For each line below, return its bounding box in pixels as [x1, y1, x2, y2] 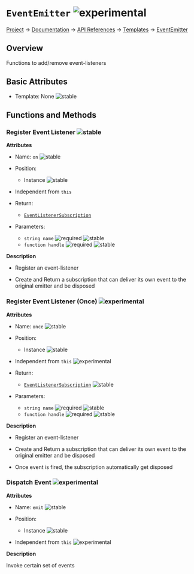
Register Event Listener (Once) [6, 297, 98, 306]
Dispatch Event [6, 478, 52, 486]
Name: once [14, 322, 44, 330]
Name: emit [14, 503, 44, 510]
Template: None [14, 92, 54, 100]
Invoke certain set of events [6, 561, 75, 569]
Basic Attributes [6, 77, 68, 87]
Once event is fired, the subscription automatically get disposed [14, 463, 173, 471]
